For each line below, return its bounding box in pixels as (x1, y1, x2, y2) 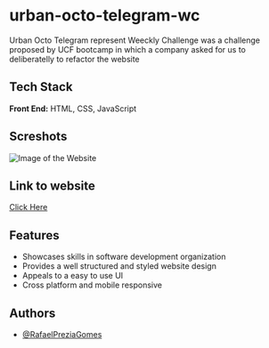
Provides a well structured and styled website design (21, 261, 216, 271)
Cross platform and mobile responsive (21, 279, 163, 290)
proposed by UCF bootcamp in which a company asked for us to (9, 44, 247, 54)
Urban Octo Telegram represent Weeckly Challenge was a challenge (9, 35, 261, 45)
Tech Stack (9, 79, 73, 94)
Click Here (9, 202, 48, 213)
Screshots (9, 129, 68, 144)
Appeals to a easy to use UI (21, 271, 124, 281)
